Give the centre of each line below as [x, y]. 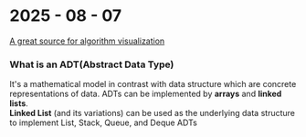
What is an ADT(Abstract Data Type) [92, 64]
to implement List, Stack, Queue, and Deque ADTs [104, 122]
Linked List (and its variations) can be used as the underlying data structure [152, 113]
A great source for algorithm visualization [87, 41]
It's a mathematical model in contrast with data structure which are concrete [153, 84]
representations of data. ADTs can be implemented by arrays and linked [146, 94]
